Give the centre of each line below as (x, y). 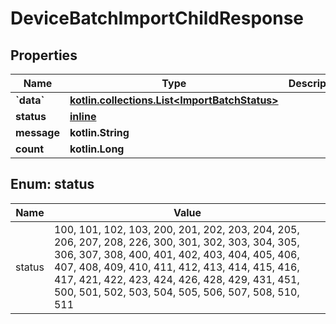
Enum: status (52, 184)
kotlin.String (99, 132)
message (37, 132)
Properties (44, 55)
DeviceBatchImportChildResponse (157, 18)
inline (83, 116)
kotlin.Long (97, 149)
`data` (30, 100)
